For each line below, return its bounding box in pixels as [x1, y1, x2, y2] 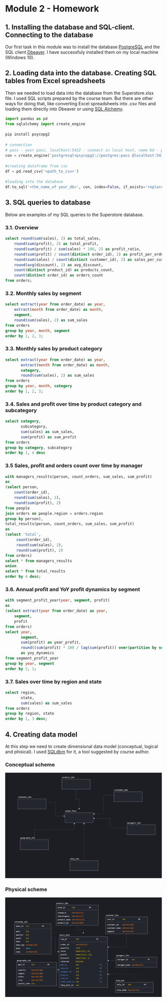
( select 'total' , [5, 532, 41, 537]
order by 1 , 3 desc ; [5, 717, 48, 722]
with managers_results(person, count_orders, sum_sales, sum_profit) [5, 474, 153, 479]
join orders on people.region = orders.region [5, 511, 103, 516]
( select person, [5, 485, 39, 490]
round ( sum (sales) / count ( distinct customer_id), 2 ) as [14, 257, 133, 262]
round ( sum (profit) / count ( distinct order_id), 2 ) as [14, 251, 128, 257]
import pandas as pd [5, 116, 48, 121]
